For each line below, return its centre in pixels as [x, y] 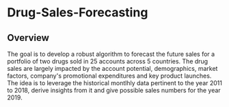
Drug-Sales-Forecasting [78, 13]
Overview [28, 38]
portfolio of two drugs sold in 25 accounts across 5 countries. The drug [108, 61]
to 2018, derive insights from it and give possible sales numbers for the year [114, 90]
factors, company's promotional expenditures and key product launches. [109, 76]
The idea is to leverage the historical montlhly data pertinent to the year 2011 [114, 83]
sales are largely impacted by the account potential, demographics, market [112, 68]
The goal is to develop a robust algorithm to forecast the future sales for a [111, 54]
